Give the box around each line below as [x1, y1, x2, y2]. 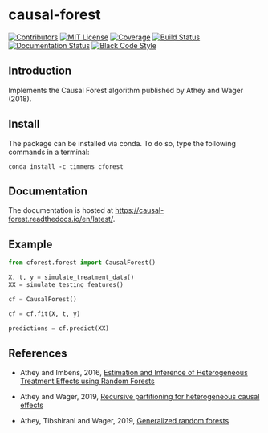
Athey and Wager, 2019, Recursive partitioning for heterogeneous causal [19, 392, 260, 402]
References [8, 346, 67, 360]
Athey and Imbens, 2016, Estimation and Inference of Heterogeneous [19, 368, 249, 378]
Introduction [8, 64, 72, 78]
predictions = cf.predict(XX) [8, 324, 110, 333]
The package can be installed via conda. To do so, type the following [8, 138, 237, 148]
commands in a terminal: [8, 147, 90, 157]
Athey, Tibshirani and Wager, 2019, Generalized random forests [19, 416, 229, 426]
